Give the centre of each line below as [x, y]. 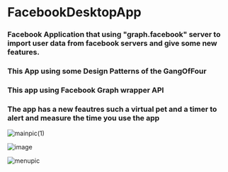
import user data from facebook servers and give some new [112, 43]
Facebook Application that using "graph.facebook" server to [114, 35]
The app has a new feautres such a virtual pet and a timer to [112, 109]
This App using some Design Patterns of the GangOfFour [107, 71]
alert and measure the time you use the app [84, 117]
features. [24, 52]
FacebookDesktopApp [74, 12]
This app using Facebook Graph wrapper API [86, 90]
